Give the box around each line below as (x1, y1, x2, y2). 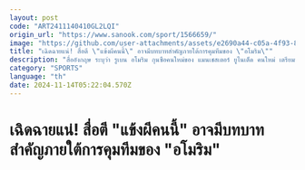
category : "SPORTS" (9, 64, 84, 73)
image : (9, 38, 34, 48)
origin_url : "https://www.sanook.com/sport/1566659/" (9, 30, 218, 39)
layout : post (9, 13, 59, 23)
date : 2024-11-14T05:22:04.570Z (9, 80, 132, 90)
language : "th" (9, 72, 67, 81)
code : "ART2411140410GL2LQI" (9, 22, 120, 31)
